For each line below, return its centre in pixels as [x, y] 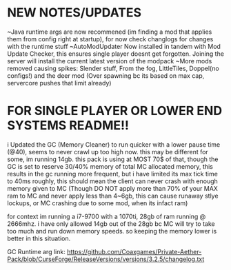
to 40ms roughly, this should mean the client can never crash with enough [113, 181]
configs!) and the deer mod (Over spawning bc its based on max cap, [106, 75]
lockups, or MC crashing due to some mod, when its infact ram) [98, 203]
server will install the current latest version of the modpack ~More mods [110, 61]
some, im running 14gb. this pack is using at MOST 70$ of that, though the [113, 159]
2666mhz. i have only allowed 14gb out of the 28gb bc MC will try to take [111, 224]
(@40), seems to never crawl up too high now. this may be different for [108, 152]
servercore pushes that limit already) [59, 83]
